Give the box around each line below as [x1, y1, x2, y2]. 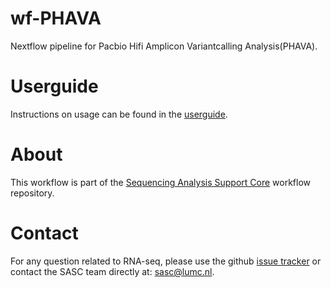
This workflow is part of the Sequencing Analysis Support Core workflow [10, 176, 312, 188]
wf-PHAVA [10, 7, 102, 30]
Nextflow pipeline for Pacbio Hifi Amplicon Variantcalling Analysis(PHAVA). [10, 40, 318, 52]
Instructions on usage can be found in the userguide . [10, 108, 228, 120]
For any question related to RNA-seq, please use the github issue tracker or [10, 255, 322, 267]
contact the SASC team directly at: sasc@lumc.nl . [10, 265, 215, 277]
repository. [10, 187, 55, 199]
